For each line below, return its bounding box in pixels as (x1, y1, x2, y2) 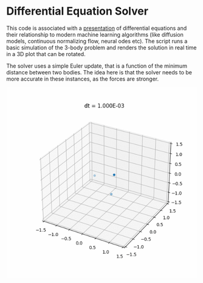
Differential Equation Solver (6, 4, 149, 18)
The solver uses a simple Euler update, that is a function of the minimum (6, 62, 187, 70)
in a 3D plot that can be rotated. (6, 50, 86, 57)
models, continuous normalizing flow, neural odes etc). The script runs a (6, 37, 188, 45)
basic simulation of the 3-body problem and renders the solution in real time (6, 44, 197, 51)
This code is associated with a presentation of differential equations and (6, 24, 187, 32)
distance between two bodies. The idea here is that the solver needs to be (6, 68, 193, 76)
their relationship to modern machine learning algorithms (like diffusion (6, 30, 184, 38)
